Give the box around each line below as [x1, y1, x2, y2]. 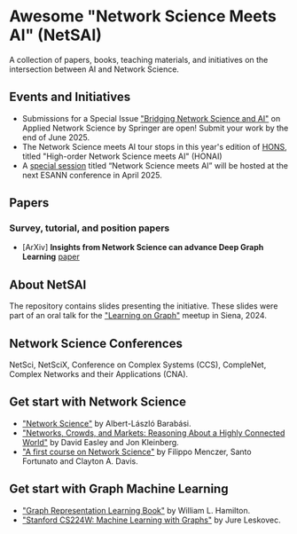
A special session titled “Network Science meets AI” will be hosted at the [21, 160, 289, 170]
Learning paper [21, 251, 80, 263]
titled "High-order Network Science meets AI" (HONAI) [21, 151, 223, 161]
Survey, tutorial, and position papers [9, 222, 170, 234]
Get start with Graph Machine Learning [9, 482, 229, 497]
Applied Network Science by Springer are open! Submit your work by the [21, 122, 289, 133]
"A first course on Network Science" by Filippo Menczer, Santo [21, 446, 252, 457]
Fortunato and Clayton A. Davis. [21, 455, 139, 467]
